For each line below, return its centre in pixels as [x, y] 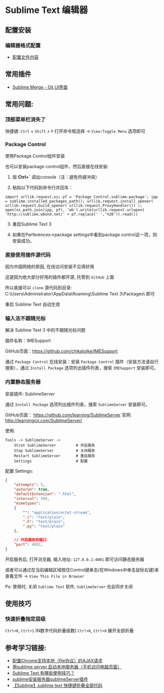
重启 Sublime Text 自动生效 [33, 304]
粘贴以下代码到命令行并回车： [42, 187]
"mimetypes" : [27, 503]
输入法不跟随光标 [25, 318]
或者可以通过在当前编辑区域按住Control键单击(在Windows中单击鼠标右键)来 [82, 570]
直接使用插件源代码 [28, 255]
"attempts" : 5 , [30, 485]
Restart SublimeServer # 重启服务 [55, 456]
